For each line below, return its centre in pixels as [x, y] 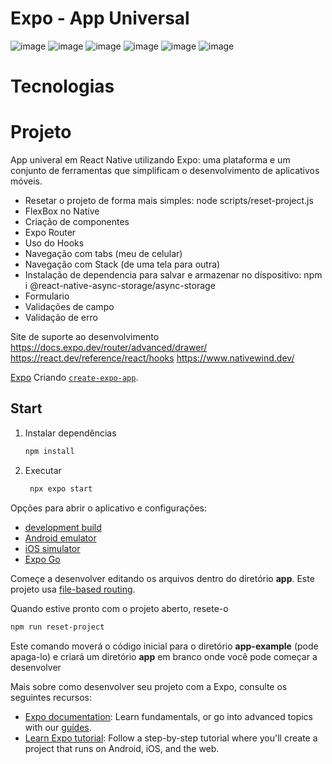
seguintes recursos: [51, 697]
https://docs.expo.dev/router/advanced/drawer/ [109, 348]
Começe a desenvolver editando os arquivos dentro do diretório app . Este [162, 578]
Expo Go [42, 559]
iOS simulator [52, 548]
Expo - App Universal [100, 18]
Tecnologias [62, 86]
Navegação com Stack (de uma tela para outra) [122, 264]
